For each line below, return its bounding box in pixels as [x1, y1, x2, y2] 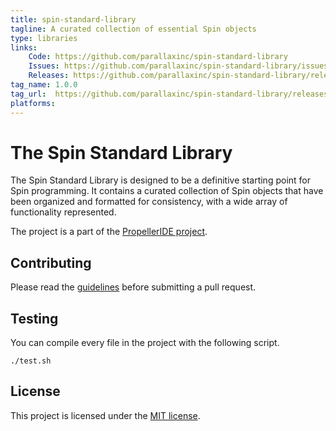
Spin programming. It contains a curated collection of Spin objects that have [10, 185, 324, 197]
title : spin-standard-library [10, 14, 137, 25]
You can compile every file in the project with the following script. [10, 337, 280, 349]
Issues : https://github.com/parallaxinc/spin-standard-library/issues [28, 61, 329, 71]
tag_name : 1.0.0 [10, 80, 78, 90]
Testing [10, 310, 59, 327]
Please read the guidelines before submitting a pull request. [10, 281, 257, 293]
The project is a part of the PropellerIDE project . [10, 226, 208, 238]
